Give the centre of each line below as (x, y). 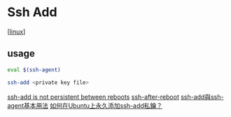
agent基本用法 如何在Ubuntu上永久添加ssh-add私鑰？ (85, 105)
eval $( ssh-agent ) (34, 70)
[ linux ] (16, 32)
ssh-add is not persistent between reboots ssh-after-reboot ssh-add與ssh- (115, 97)
